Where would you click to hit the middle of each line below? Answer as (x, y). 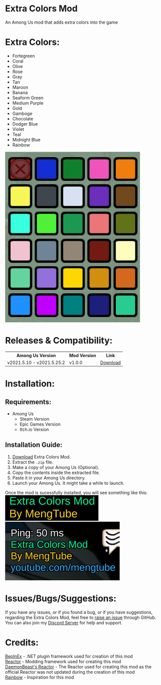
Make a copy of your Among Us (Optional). (56, 467)
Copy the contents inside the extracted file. (56, 472)
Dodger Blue (25, 124)
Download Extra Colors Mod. (41, 457)
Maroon (20, 87)
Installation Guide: (34, 445)
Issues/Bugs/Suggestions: (61, 598)
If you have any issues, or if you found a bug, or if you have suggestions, (79, 612)
